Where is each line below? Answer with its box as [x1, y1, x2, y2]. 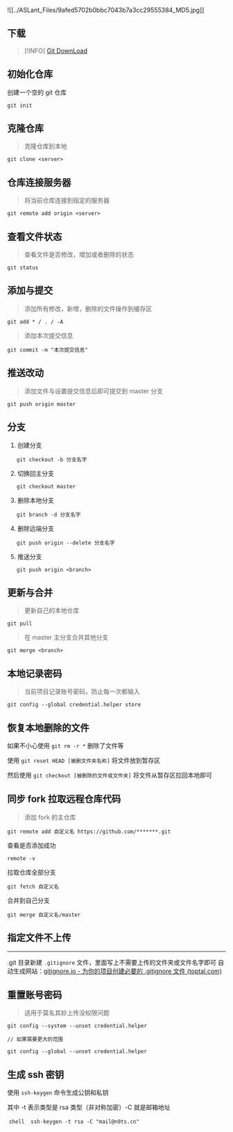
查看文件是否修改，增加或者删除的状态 [24, 250, 134, 259]
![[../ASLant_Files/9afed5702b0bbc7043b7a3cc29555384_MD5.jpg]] [7, 6, 205, 14]
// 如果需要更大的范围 [7, 1036, 64, 1043]
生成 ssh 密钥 [7, 1068, 64, 1081]
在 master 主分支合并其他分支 [24, 633, 109, 642]
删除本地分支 [17, 496, 54, 504]
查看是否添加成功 [7, 841, 56, 849]
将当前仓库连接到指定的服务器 [24, 196, 110, 205]
